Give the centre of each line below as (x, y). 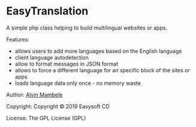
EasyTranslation (47, 11)
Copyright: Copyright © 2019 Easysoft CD (58, 106)
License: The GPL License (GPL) (46, 118)
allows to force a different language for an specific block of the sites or (102, 70)
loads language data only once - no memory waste (78, 83)
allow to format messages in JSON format (67, 64)
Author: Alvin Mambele (34, 94)
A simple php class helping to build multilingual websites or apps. (87, 28)
